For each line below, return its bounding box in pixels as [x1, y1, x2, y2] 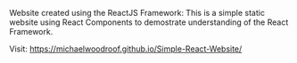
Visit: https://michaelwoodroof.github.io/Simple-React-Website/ [9, 43, 243, 54]
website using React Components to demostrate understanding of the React [9, 17, 289, 28]
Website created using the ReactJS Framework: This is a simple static [9, 8, 266, 18]
